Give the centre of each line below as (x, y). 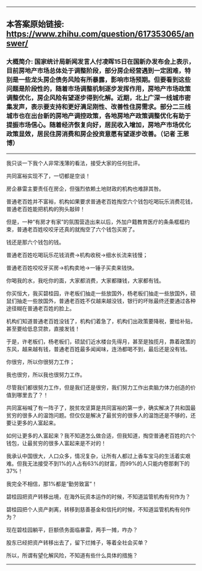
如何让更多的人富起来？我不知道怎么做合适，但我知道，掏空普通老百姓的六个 (101, 435)
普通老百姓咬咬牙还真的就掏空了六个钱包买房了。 (77, 229)
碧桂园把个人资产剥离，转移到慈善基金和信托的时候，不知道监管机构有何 (96, 509)
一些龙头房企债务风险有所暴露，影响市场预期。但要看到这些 (105, 80)
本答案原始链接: (35, 24)
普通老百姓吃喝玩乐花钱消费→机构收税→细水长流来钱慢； (77, 255)
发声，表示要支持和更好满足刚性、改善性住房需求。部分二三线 (102, 107)
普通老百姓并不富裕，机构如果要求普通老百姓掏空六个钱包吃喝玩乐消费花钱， (101, 201)
